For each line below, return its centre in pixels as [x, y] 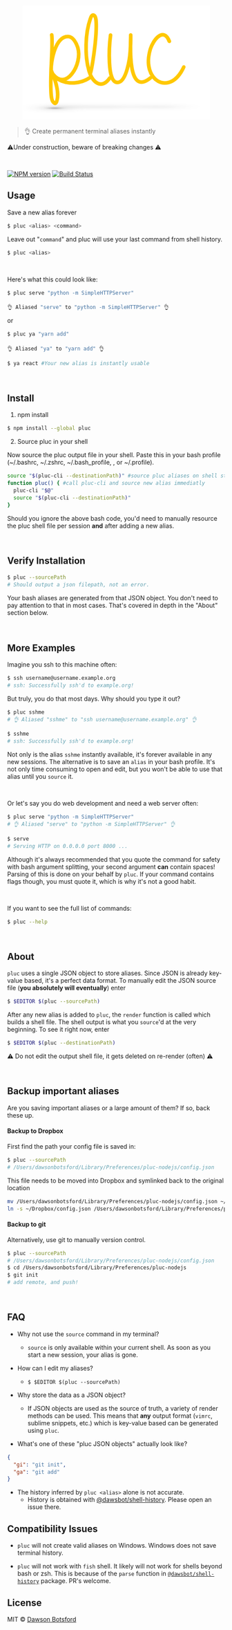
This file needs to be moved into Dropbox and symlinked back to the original [116, 1180]
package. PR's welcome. [76, 1581]
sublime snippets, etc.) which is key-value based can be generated [123, 1423]
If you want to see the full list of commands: [70, 908]
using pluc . [43, 1430]
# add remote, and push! [43, 1282]
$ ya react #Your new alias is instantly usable [78, 363]
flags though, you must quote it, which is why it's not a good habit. [102, 881]
